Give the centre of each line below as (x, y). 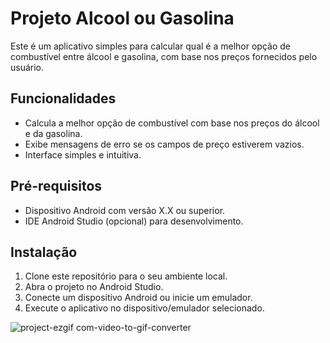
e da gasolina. (53, 133)
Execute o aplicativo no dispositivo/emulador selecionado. (144, 308)
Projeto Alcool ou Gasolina (122, 18)
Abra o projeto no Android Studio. (94, 287)
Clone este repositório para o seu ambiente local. (126, 276)
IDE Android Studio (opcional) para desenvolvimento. (134, 221)
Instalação (44, 252)
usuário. (27, 67)
